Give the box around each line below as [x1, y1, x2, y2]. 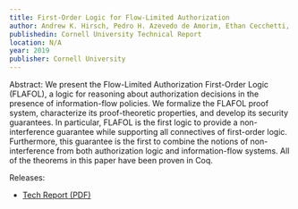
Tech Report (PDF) [21, 189, 91, 200]
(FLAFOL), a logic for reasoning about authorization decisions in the [9, 88, 260, 99]
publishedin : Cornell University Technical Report [9, 29, 202, 38]
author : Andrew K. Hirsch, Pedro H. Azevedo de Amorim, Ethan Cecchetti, [9, 21, 291, 30]
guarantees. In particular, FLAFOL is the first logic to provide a [9, 117, 239, 128]
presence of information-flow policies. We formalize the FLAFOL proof [9, 98, 269, 108]
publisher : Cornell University [9, 54, 126, 63]
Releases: [9, 172, 46, 183]
